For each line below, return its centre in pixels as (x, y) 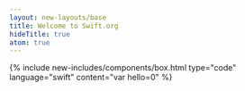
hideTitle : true (40, 34)
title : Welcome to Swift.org (64, 26)
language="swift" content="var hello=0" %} (91, 78)
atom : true (30, 42)
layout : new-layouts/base (58, 17)
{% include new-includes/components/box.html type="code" (123, 68)
